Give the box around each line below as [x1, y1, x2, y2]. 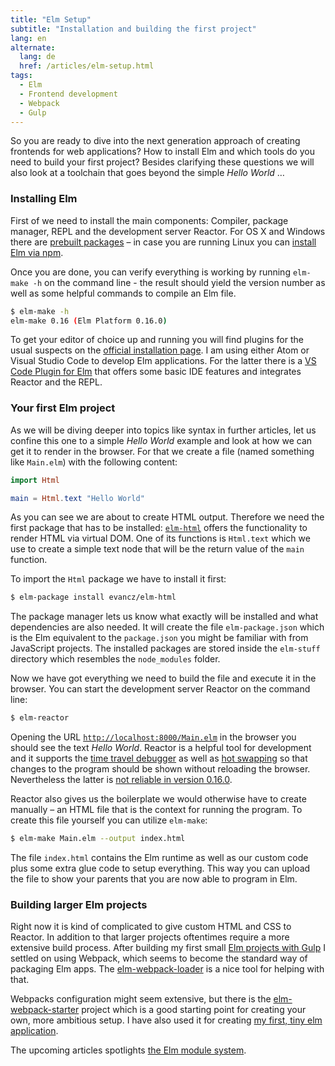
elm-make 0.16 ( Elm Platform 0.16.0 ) [10, 316, 168, 326]
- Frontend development [19, 89, 118, 99]
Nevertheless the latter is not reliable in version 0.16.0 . [10, 774, 233, 786]
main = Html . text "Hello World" [10, 493, 145, 503]
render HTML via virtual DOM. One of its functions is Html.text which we [10, 532, 311, 545]
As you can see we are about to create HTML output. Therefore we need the [10, 511, 325, 523]
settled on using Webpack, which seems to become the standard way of [10, 952, 308, 965]
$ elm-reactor [10, 713, 70, 723]
